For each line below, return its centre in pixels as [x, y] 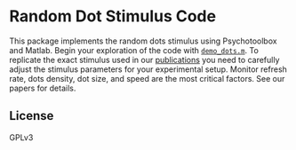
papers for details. [43, 88]
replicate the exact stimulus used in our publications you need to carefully [144, 59]
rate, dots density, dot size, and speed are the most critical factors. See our [147, 78]
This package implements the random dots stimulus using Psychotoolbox [143, 41]
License [32, 116]
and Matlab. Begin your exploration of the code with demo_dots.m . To [134, 50]
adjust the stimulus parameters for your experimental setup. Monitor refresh [148, 69]
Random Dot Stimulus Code [112, 16]
